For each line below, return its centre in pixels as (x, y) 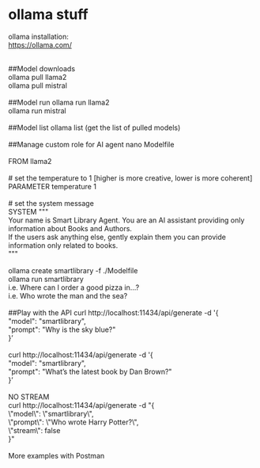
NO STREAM (29, 397)
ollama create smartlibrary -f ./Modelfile (73, 270)
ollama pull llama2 (38, 77)
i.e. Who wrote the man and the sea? (68, 295)
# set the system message (51, 203)
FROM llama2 (30, 161)
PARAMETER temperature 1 (53, 186)
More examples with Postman (57, 455)
